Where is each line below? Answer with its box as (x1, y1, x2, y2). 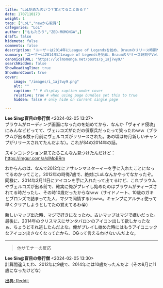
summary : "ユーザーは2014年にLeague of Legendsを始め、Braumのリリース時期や (5, 52, 152, 57)
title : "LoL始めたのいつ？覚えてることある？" (5, 7, 89, 12)
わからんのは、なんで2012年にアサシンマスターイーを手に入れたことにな (5, 165, 150, 171)
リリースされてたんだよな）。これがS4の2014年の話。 (13, 140, 120, 145)
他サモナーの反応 (16, 245, 51, 251)
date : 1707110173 (5, 12, 40, 16)
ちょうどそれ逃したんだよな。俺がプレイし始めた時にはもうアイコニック (13, 224, 158, 230)
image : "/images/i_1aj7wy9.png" (14, 79, 79, 84)
